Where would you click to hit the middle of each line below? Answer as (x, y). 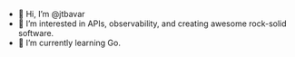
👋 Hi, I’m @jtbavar (51, 14)
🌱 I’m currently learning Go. (69, 43)
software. (36, 33)
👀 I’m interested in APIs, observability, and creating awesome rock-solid (152, 24)
